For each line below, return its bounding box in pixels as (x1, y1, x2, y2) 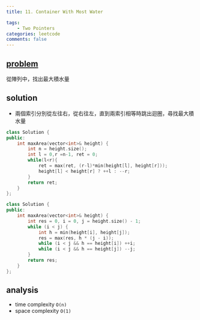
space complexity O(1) (14, 307, 71, 315)
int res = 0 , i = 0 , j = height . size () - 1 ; (28, 218, 141, 224)
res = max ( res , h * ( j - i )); (38, 235, 114, 241)
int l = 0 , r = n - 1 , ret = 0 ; (28, 151, 98, 158)
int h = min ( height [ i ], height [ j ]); (38, 229, 130, 235)
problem (6, 58, 38, 69)
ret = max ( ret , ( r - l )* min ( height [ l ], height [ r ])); (38, 163, 168, 169)
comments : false (6, 37, 47, 43)
